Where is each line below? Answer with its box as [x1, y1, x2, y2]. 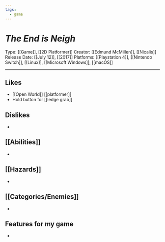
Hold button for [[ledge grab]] [12, 97, 73, 103]
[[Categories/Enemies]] [5, 192, 79, 201]
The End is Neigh [5, 33, 76, 44]
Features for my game [5, 219, 74, 228]
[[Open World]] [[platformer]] [12, 91, 72, 97]
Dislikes [5, 111, 30, 119]
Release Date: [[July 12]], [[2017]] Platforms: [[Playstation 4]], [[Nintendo [5, 54, 152, 60]
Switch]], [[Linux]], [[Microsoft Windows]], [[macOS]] [5, 59, 113, 65]
